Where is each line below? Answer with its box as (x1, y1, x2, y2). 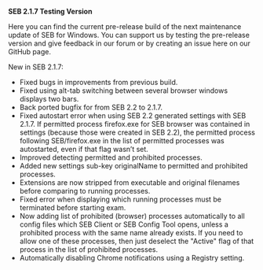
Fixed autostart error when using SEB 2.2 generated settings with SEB (19, 111, 247, 120)
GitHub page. (8, 47, 51, 56)
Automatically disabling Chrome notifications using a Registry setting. (19, 253, 245, 262)
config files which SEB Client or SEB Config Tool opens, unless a (19, 220, 229, 229)
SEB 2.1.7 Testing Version (8, 7, 93, 16)
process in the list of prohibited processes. (19, 245, 159, 254)
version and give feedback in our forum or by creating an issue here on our (8, 39, 251, 48)
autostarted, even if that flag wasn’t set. (19, 145, 149, 153)
